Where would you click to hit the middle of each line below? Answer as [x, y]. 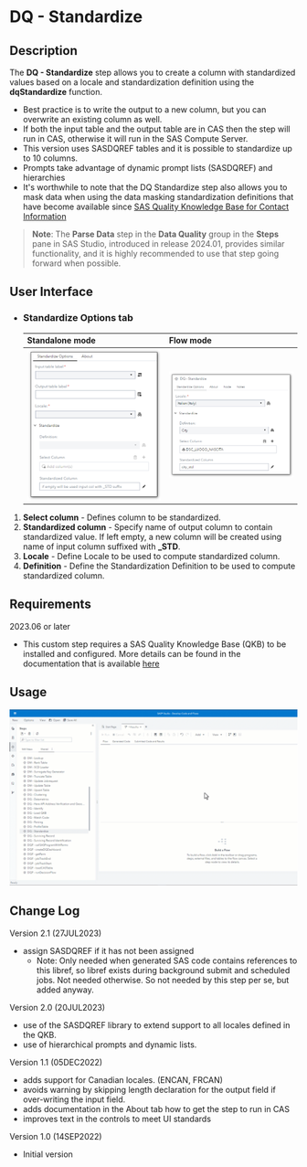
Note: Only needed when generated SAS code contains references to [167, 960]
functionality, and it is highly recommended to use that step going [155, 254]
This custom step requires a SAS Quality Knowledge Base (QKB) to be [154, 644]
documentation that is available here [91, 663]
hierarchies [44, 177]
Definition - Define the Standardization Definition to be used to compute [159, 566]
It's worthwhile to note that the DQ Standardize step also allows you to [155, 187]
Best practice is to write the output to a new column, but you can [144, 110]
